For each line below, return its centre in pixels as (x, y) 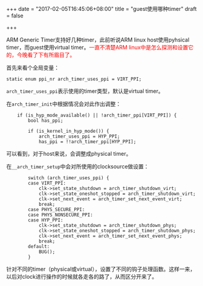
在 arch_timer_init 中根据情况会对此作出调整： (64, 104)
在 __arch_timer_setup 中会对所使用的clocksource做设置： (78, 167)
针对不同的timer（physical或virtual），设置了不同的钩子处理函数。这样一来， (101, 269)
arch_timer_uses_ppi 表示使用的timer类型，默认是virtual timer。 (85, 91)
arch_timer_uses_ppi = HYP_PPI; (79, 136)
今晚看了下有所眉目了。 (46, 55)
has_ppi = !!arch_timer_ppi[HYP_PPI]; (87, 142)
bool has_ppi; (46, 121)
